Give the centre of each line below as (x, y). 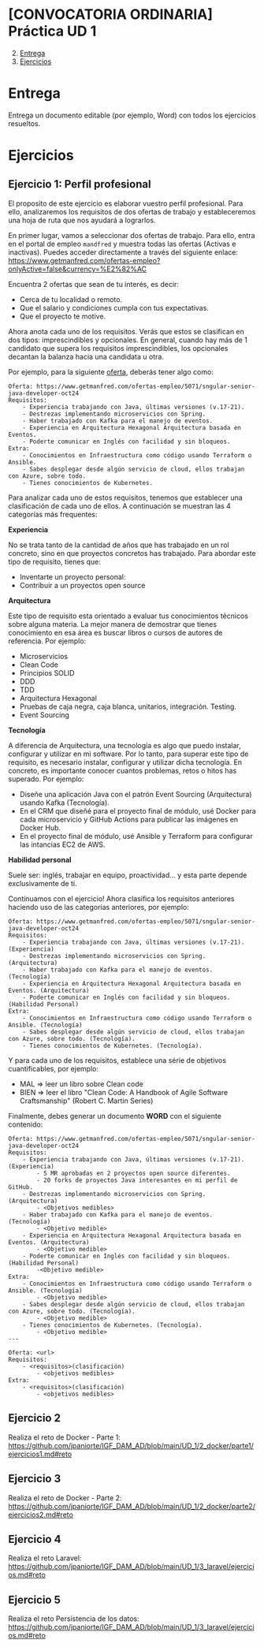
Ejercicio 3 (35, 1479)
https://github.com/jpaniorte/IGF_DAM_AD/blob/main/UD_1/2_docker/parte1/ (131, 1445)
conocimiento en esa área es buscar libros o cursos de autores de (115, 632)
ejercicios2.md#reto (41, 1515)
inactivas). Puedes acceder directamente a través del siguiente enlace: (123, 252)
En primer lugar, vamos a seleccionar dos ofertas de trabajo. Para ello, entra (132, 235)
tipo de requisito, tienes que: (54, 561)
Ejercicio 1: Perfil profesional (80, 184)
